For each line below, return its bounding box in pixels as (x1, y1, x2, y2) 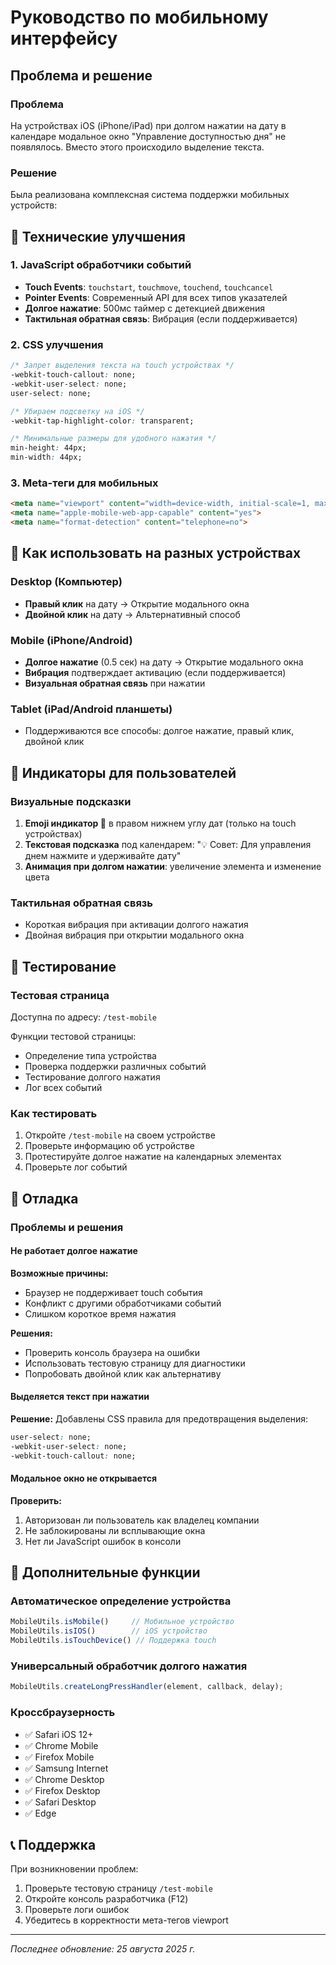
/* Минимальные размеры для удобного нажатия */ (10, 434, 217, 444)
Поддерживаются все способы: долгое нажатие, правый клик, (24, 725, 295, 737)
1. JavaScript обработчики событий (10, 258, 192, 272)
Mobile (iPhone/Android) (10, 633, 133, 647)
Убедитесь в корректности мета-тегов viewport (24, 1914, 229, 1926)
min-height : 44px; (10, 443, 87, 453)
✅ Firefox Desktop (24, 1784, 101, 1796)
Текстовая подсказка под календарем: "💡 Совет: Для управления (24, 838, 312, 850)
